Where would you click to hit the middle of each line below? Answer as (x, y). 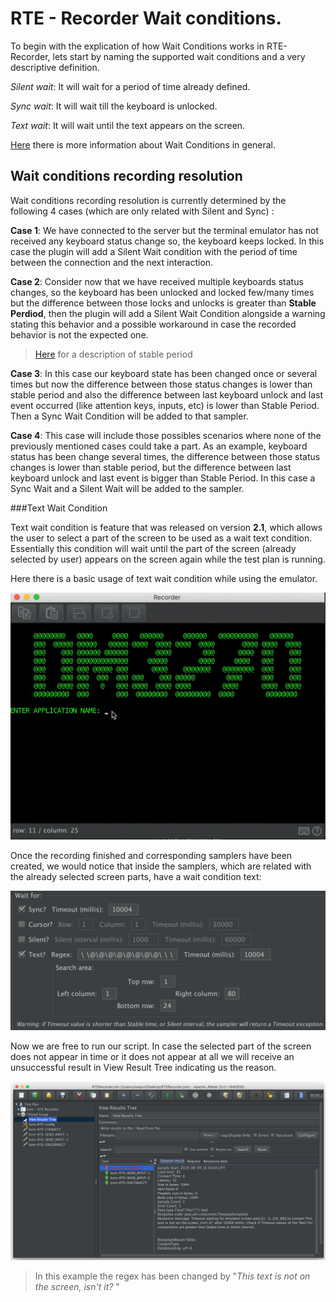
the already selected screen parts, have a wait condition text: (136, 876)
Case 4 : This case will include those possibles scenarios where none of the (166, 435)
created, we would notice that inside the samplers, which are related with (161, 866)
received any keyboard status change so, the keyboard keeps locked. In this (167, 241)
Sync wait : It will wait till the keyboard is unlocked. (114, 106)
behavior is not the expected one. (79, 334)
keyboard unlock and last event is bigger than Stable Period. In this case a (163, 478)
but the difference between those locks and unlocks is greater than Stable (163, 303)
